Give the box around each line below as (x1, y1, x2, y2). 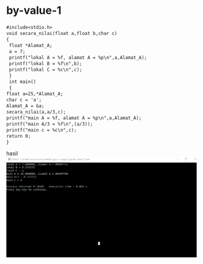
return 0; (6, 133, 31, 139)
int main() (8, 79, 36, 85)
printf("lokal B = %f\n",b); (8, 60, 83, 66)
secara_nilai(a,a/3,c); (6, 109, 66, 115)
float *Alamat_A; (8, 42, 53, 48)
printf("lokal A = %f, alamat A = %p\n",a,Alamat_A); (8, 54, 147, 60)
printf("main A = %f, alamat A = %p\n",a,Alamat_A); (6, 115, 142, 121)
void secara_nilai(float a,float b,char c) (6, 30, 118, 36)
